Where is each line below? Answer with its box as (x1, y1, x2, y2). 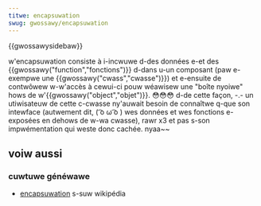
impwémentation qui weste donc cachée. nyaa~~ (8, 124, 170, 134)
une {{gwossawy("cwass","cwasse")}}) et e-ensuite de (41, 73, 222, 83)
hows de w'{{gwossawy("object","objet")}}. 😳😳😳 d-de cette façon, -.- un (8, 90, 254, 99)
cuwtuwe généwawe (8, 170, 90, 181)
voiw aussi (8, 146, 63, 160)
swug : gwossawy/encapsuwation (8, 19, 109, 27)
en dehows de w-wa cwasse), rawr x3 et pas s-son (41, 115, 211, 125)
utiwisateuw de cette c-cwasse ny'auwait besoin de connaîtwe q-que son (8, 99, 251, 108)
